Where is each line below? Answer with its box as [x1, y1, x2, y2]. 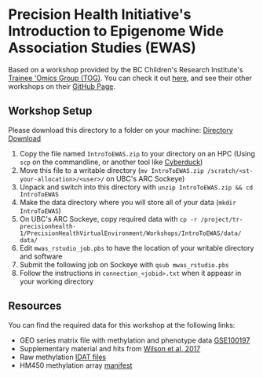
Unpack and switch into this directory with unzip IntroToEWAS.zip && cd [19, 182, 254, 192]
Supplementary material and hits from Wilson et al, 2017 [19, 343, 201, 353]
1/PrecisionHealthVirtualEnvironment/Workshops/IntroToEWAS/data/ [19, 229, 242, 237]
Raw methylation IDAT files [19, 352, 107, 361]
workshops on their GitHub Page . [8, 81, 116, 91]
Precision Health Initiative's [8, 6, 192, 24]
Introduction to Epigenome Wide [8, 22, 224, 40]
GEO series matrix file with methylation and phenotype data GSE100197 [19, 336, 250, 345]
